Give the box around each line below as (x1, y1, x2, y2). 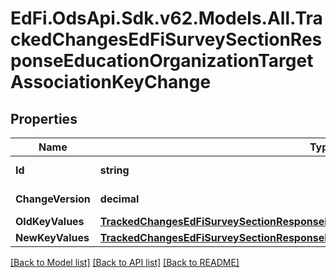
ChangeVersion (15, 192, 91, 206)
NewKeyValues (15, 231, 90, 244)
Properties (10, 110, 78, 127)
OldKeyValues (15, 215, 85, 228)
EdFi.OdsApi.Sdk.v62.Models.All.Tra (10, 7, 323, 30)
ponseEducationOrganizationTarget (10, 50, 314, 72)
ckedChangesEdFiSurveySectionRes (10, 28, 323, 51)
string (99, 163, 130, 177)
